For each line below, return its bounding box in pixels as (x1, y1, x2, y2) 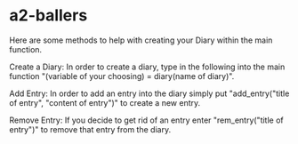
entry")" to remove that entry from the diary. (9, 124, 172, 134)
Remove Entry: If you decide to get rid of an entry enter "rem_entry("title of (9, 115, 284, 125)
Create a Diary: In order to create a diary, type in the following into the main (9, 61, 286, 72)
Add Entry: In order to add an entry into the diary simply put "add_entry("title (9, 88, 290, 99)
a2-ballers (9, 5, 88, 26)
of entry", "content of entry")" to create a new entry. (9, 97, 201, 108)
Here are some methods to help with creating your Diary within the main (9, 35, 273, 45)
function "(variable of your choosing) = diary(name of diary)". (9, 70, 235, 81)
